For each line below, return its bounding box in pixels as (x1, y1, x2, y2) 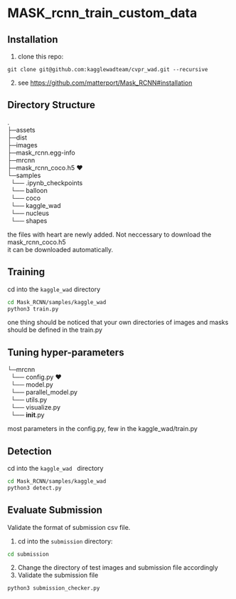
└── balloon (10, 186, 48, 194)
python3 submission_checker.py (7, 585, 100, 592)
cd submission (7, 551, 50, 558)
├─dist (7, 133, 27, 142)
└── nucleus (10, 209, 50, 217)
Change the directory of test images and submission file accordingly (17, 563, 218, 572)
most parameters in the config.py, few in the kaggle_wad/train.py (7, 424, 198, 433)
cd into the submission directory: (17, 536, 113, 546)
